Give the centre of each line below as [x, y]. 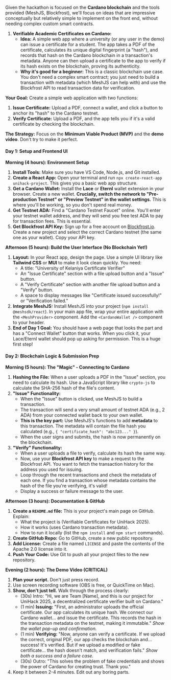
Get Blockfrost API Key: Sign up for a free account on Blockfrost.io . [84, 226]
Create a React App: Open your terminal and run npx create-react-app [87, 178]
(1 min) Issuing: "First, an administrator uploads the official [82, 607]
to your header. [29, 323]
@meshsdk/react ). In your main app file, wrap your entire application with [88, 312]
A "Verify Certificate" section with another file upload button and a [90, 285]
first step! [23, 344]
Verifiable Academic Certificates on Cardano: [62, 33]
